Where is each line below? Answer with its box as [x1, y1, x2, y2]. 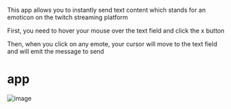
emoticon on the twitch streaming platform [7, 13, 128, 21]
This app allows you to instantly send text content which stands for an [7, 6, 206, 14]
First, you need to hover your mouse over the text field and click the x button [7, 27, 225, 34]
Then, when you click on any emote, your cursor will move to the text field [7, 40, 217, 48]
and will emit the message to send [7, 48, 105, 55]
